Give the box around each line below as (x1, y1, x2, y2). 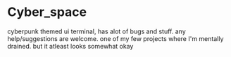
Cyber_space (7, 4, 87, 20)
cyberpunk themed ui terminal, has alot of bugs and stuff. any (7, 27, 187, 35)
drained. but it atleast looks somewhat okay (7, 42, 134, 50)
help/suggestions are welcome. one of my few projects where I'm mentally (7, 34, 224, 42)
